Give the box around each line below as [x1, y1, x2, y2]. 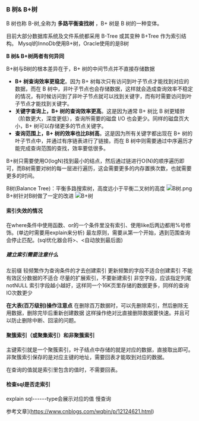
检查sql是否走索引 [6, 381, 50, 388]
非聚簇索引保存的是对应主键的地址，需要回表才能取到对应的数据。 [6, 353, 168, 360]
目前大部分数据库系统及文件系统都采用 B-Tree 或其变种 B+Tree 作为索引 [6, 33, 181, 40]
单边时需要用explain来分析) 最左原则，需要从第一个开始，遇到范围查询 [18, 229, 191, 236]
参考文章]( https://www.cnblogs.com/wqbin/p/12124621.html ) [6, 407, 154, 414]
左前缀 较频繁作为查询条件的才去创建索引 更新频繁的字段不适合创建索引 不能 [6, 267, 193, 274]
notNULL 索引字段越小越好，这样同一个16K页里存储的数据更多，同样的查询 [6, 282, 189, 289]
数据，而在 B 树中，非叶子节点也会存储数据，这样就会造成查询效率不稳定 [14, 85, 193, 93]
